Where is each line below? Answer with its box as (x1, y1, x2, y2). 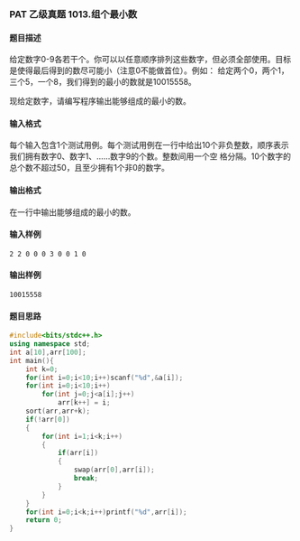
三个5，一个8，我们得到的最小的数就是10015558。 (9, 77, 196, 88)
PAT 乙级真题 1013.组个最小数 (9, 7, 138, 20)
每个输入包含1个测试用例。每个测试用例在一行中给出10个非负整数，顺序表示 (9, 140, 290, 151)
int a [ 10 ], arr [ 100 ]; (9, 348, 87, 357)
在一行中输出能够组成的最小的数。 (9, 206, 136, 218)
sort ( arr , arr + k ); (25, 406, 91, 416)
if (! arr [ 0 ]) (25, 415, 70, 424)
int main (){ (9, 356, 54, 365)
